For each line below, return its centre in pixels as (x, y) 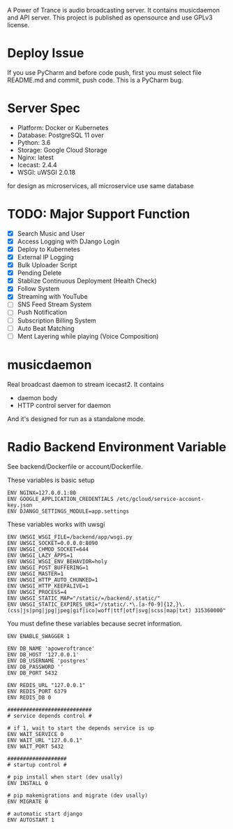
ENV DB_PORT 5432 (32, 673)
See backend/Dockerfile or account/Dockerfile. (75, 466)
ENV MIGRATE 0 (28, 801)
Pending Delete (39, 273)
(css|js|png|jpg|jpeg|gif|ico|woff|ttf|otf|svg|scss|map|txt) (99, 610)
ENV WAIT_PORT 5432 (36, 746)
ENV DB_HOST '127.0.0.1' (43, 654)
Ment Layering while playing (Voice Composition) (88, 336)
